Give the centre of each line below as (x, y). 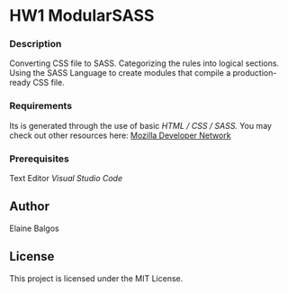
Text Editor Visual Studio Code (66, 179)
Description (36, 44)
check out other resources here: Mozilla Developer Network (120, 135)
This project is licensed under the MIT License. (96, 278)
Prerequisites (39, 159)
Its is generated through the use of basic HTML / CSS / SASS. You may (141, 125)
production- (255, 73)
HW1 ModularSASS (82, 16)
